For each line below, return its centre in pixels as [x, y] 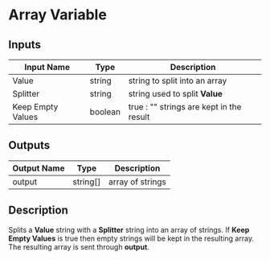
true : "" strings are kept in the [185, 107]
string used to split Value [176, 94]
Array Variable [57, 15]
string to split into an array [178, 80]
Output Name [39, 168]
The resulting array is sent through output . [79, 246]
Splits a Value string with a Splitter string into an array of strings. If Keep [129, 229]
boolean [105, 112]
